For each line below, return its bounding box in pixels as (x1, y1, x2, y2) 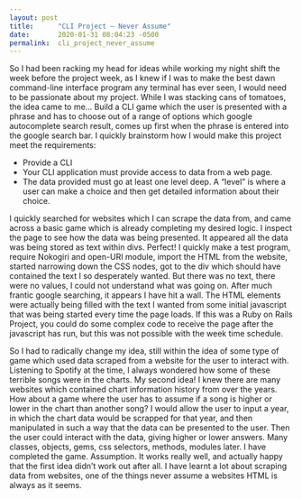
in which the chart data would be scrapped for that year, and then (9, 412, 253, 424)
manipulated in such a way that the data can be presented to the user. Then (9, 422, 290, 433)
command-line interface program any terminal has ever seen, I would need (9, 82, 287, 93)
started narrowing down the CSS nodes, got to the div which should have (9, 261, 281, 272)
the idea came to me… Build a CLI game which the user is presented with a (9, 101, 288, 113)
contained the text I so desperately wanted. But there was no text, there (9, 271, 276, 282)
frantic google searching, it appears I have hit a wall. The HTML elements (9, 290, 281, 300)
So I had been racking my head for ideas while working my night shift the (9, 63, 281, 74)
